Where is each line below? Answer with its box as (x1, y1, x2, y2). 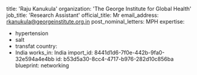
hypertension (15, 30, 49, 37)
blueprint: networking (15, 62, 69, 69)
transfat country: (15, 42, 58, 50)
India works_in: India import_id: (15, 49, 93, 56)
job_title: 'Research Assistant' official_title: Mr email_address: (6, 11, 159, 19)
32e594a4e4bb (15, 56, 55, 62)
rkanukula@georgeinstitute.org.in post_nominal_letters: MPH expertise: (6, 18, 185, 25)
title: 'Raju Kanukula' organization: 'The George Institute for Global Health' (6, 5, 192, 12)
